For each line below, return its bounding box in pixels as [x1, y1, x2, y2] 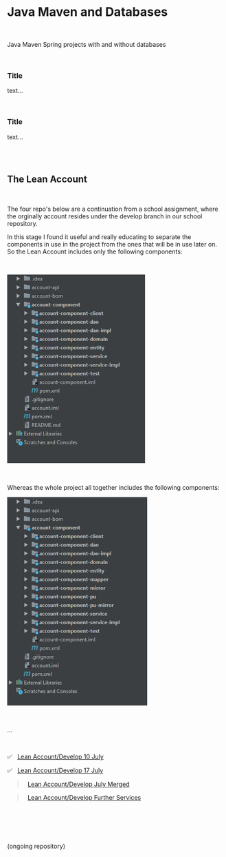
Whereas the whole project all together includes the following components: [7, 484, 220, 492]
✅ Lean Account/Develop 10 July [7, 752, 104, 761]
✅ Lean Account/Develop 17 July [7, 766, 104, 775]
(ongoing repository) [7, 842, 66, 851]
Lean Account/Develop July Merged [27, 780, 130, 789]
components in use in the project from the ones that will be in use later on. [7, 240, 218, 249]
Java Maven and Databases [7, 4, 168, 20]
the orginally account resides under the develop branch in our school [7, 212, 203, 220]
